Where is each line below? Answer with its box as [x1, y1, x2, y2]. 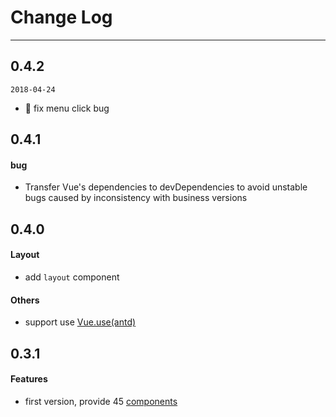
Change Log [10, 6, 113, 29]
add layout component [24, 271, 120, 283]
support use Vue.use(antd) [24, 316, 137, 328]
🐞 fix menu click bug [24, 102, 110, 114]
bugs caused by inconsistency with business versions [24, 192, 248, 204]
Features [10, 373, 48, 385]
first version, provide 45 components [24, 395, 178, 407]
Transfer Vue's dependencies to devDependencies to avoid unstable [24, 181, 308, 193]
